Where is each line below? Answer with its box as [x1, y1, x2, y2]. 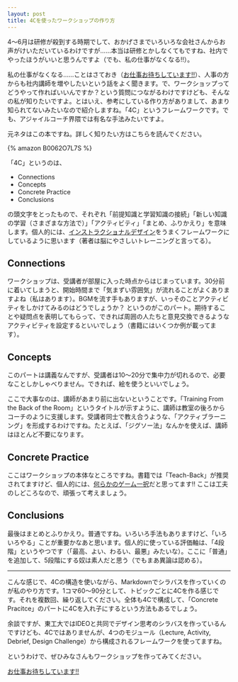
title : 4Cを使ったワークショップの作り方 [7, 17, 115, 24]
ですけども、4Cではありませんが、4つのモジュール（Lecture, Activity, [7, 628, 211, 637]
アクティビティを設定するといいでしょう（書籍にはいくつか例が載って [7, 321, 210, 330]
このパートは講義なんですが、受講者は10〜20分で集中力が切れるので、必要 [7, 371, 226, 379]
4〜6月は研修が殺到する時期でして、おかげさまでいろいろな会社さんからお [7, 37, 226, 46]
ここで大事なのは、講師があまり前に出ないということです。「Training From [7, 395, 224, 403]
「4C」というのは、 [7, 158, 66, 167]
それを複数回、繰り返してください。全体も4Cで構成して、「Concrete [18, 595, 218, 603]
